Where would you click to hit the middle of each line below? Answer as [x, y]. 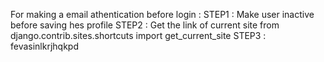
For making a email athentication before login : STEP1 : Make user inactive [162, 14]
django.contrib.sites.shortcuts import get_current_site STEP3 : [138, 35]
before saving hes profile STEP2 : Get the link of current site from [145, 25]
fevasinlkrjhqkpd [45, 46]
